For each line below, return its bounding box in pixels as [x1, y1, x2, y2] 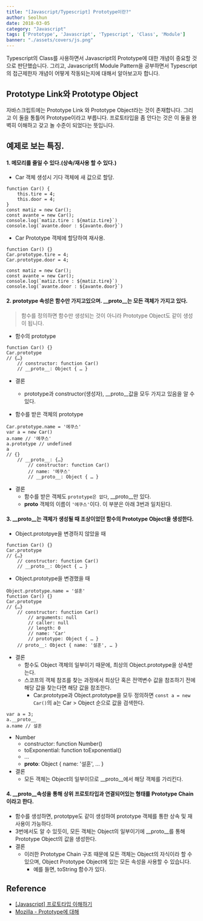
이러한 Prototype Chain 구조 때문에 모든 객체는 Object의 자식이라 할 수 [24, 851, 193, 858]
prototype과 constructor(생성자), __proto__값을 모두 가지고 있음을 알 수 [24, 390, 195, 397]
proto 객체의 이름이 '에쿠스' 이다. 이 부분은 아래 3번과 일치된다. [24, 500, 172, 507]
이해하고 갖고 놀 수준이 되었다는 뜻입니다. [17, 121, 115, 129]
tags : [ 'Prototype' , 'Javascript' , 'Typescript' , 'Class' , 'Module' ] [6, 32, 186, 38]
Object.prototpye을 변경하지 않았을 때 [15, 530, 106, 537]
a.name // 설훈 [6, 723, 42, 729]
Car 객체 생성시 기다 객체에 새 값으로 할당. [15, 174, 115, 181]
